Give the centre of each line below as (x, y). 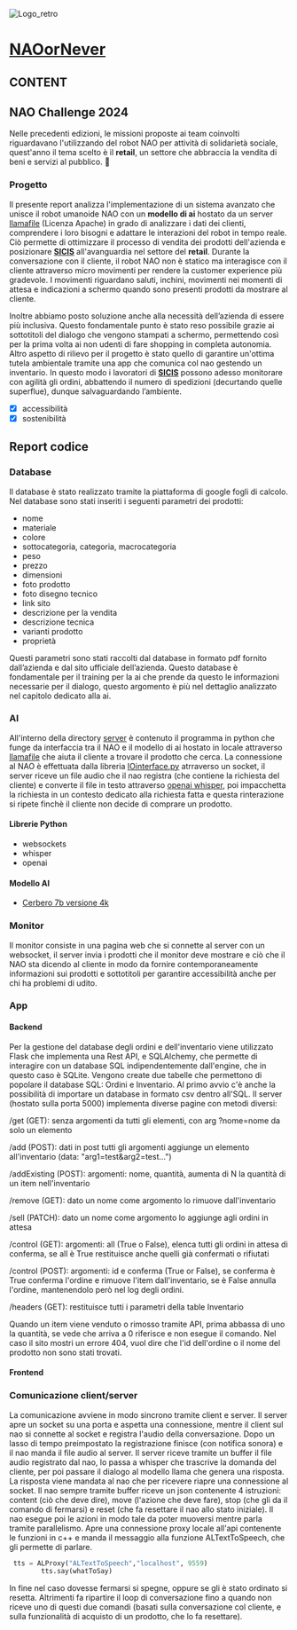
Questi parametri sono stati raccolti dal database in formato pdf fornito (138, 658)
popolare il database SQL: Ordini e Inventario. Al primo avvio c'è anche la (143, 1084)
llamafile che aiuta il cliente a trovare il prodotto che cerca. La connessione (146, 756)
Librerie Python (39, 824)
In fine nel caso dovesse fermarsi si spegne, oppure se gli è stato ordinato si (148, 1588)
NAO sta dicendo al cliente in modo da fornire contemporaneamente (134, 964)
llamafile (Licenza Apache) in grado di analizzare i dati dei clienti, (128, 223)
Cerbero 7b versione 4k (65, 903)
